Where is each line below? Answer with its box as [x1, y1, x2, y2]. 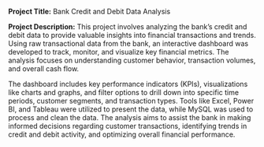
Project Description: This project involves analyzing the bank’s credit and [8, 22, 247, 31]
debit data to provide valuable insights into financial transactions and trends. [8, 31, 256, 40]
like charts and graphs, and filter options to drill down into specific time [8, 88, 239, 97]
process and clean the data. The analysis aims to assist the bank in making [8, 113, 251, 122]
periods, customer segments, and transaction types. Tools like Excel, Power [8, 96, 255, 105]
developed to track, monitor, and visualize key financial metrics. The [8, 47, 230, 56]
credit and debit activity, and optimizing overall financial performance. [8, 130, 236, 139]
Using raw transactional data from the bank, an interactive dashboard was [8, 39, 249, 48]
